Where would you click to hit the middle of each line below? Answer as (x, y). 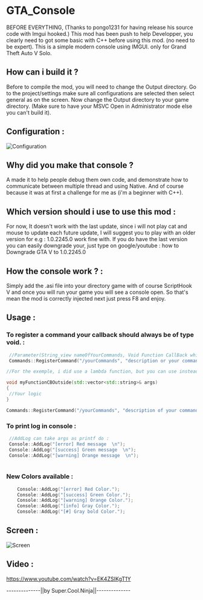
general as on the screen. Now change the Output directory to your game (98, 99)
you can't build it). (29, 112)
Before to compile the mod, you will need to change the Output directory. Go (101, 87)
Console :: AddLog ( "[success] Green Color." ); (74, 495)
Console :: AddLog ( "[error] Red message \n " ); (67, 444)
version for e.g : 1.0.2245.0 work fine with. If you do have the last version (97, 239)
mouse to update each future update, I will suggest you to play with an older (101, 233)
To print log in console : (41, 426)
